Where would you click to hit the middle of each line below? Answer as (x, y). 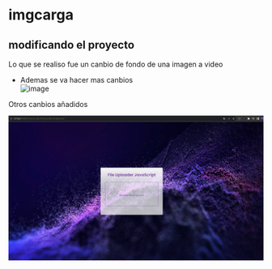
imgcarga (41, 15)
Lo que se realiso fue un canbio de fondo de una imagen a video (116, 64)
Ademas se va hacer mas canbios (76, 80)
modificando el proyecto (72, 45)
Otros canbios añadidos (48, 104)
